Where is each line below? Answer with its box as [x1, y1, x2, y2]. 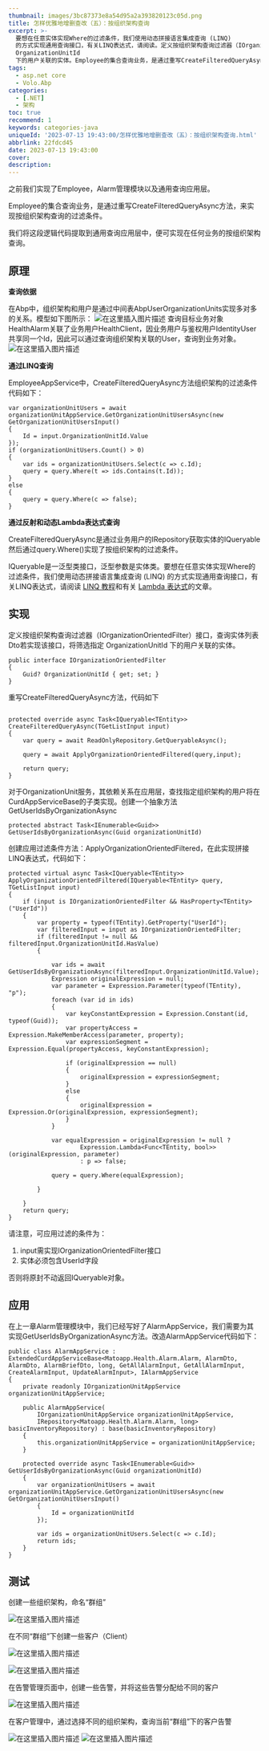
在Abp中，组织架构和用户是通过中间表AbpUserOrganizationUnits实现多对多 [8, 303, 258, 313]
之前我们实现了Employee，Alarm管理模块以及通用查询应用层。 [8, 184, 215, 193]
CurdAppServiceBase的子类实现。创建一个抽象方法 [8, 796, 178, 806]
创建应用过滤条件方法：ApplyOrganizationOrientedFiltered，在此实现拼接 [8, 843, 250, 853]
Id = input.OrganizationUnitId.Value [22, 432, 149, 440]
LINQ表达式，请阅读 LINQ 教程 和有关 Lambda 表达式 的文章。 [14, 581, 216, 591]
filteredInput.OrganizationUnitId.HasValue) [8, 940, 159, 948]
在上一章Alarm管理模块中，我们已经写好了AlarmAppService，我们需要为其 [8, 1321, 255, 1331]
